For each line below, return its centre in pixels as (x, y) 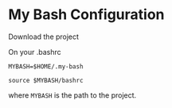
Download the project (44, 37)
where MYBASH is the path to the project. (72, 95)
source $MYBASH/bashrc (46, 80)
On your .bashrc (35, 52)
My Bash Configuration (86, 15)
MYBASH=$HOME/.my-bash (46, 66)
